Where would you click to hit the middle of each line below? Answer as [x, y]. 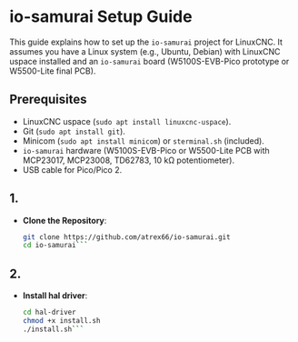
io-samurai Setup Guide [101, 17]
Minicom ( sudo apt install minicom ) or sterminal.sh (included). [144, 141]
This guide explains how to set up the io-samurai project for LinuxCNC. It [146, 42]
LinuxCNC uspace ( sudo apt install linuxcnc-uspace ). [127, 121]
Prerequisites [48, 100]
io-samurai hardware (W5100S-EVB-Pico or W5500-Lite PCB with [146, 150]
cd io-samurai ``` [55, 246]
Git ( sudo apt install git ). [74, 131]
